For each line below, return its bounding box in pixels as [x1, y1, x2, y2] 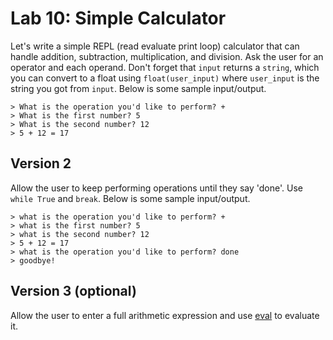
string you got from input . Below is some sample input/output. [10, 82, 267, 94]
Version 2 [10, 155, 72, 172]
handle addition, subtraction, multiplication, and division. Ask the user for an [10, 50, 324, 62]
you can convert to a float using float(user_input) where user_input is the [10, 72, 320, 84]
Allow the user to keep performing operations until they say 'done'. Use [10, 182, 303, 194]
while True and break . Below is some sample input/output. [10, 192, 251, 204]
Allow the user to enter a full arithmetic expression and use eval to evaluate [10, 309, 320, 321]
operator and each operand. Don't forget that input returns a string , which [10, 61, 320, 73]
